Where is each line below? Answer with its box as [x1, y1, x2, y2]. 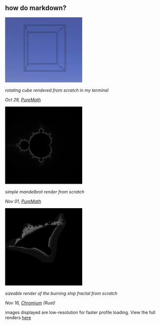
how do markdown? [5, 4, 67, 12]
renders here [5, 315, 31, 321]
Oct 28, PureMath [5, 97, 41, 103]
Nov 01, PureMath [5, 198, 42, 204]
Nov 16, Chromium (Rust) [5, 300, 55, 306]
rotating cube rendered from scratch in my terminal [5, 87, 109, 93]
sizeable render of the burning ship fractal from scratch [5, 291, 117, 297]
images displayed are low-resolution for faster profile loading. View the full [5, 309, 156, 316]
